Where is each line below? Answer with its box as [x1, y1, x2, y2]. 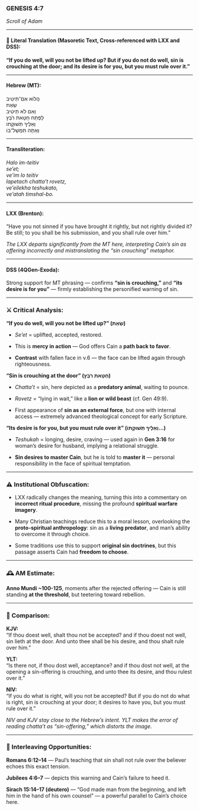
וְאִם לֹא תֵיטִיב [6, 107, 37, 115]
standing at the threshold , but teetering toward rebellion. [6, 591, 145, 598]
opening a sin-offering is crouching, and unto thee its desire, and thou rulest [6, 668, 192, 675]
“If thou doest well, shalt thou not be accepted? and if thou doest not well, [6, 631, 187, 638]
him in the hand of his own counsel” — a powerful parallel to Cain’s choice [6, 792, 188, 799]
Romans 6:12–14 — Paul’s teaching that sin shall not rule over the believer [6, 756, 187, 764]
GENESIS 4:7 [6, 4, 44, 12]
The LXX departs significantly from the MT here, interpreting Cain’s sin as [6, 241, 187, 248]
